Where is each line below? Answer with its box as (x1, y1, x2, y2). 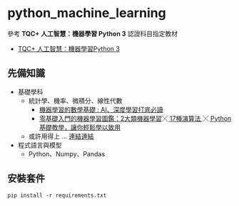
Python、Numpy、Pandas (28, 149, 106, 158)
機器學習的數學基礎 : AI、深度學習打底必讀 (39, 105, 163, 114)
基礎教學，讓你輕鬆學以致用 (39, 123, 121, 131)
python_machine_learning (7, 5, 166, 21)
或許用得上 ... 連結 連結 (28, 131, 94, 140)
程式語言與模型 (17, 141, 62, 149)
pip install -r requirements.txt (7, 192, 107, 199)
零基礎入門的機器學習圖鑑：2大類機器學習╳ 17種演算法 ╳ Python (39, 114, 232, 122)
